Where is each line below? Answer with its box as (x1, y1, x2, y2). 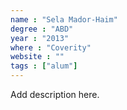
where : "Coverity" (10, 42, 92, 53)
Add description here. (10, 89, 100, 100)
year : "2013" (10, 33, 70, 43)
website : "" (10, 52, 65, 62)
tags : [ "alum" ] (10, 61, 78, 71)
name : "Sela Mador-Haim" (10, 14, 118, 25)
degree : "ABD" (10, 24, 74, 34)
